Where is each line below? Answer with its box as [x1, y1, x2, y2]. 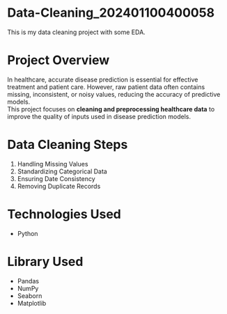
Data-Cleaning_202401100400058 [7, 5, 214, 21]
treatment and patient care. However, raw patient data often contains [7, 82, 205, 91]
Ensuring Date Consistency [17, 174, 95, 182]
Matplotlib [17, 299, 47, 307]
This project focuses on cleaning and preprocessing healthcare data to [7, 104, 215, 113]
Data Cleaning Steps [7, 137, 128, 152]
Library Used [7, 253, 84, 269]
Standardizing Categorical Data [17, 167, 108, 175]
